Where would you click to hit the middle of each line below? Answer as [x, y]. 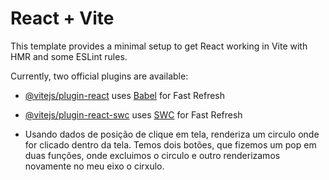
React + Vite [62, 18]
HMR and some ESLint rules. [69, 56]
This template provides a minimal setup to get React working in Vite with [159, 46]
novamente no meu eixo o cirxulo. [94, 166]
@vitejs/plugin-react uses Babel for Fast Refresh [125, 95]
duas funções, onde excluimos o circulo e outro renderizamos [152, 155]
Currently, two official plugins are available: [99, 76]
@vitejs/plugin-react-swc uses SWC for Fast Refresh [133, 114]
